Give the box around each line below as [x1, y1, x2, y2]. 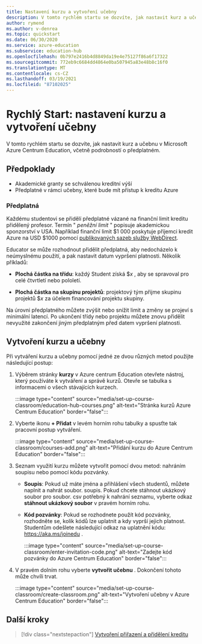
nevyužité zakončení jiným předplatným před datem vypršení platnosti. [6, 320, 182, 327]
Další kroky [6, 615, 49, 625]
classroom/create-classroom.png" [14, 590, 100, 598]
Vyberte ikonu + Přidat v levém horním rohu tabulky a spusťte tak [14, 420, 177, 427]
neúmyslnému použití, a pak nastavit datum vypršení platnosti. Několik [6, 252, 181, 259]
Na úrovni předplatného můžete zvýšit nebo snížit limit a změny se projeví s [6, 306, 194, 314]
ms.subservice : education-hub [6, 48, 82, 54]
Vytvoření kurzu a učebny [6, 336, 106, 347]
